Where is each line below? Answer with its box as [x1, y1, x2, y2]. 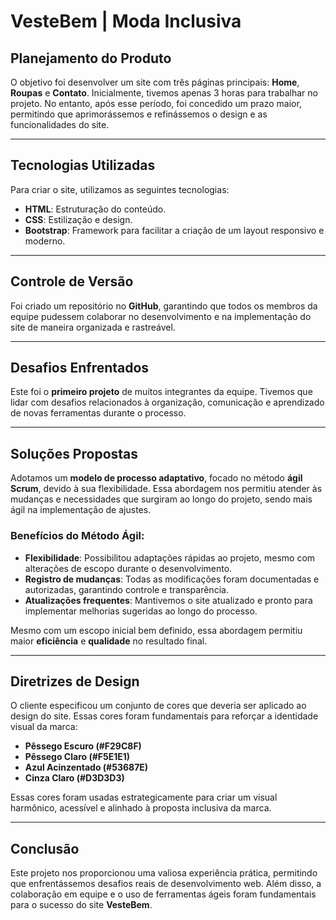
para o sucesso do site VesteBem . [10, 899, 153, 911]
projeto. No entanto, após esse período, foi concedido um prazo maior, [10, 98, 302, 109]
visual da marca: [10, 721, 78, 733]
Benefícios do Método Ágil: [10, 529, 145, 543]
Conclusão [10, 840, 80, 857]
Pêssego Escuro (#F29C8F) [24, 740, 142, 752]
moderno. [24, 235, 66, 247]
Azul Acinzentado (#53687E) [24, 761, 149, 774]
